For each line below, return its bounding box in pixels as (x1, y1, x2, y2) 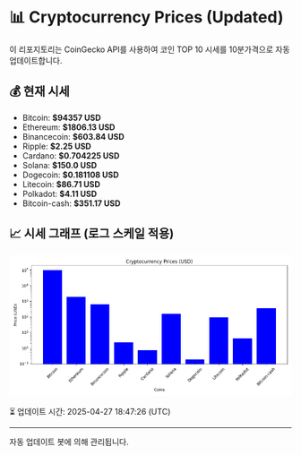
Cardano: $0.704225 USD (21, 150, 120, 161)
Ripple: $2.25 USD (21, 141, 91, 151)
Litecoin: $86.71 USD (21, 178, 101, 189)
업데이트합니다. (9, 55, 63, 65)
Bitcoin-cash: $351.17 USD (21, 198, 121, 209)
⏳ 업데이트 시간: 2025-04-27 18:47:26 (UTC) (9, 406, 171, 416)
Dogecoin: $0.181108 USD (21, 169, 119, 180)
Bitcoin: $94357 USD (21, 112, 101, 123)
